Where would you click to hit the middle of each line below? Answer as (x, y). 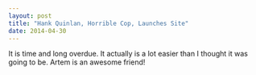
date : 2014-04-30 (37, 31)
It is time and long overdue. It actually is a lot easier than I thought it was (128, 54)
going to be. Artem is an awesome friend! (77, 62)
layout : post (30, 16)
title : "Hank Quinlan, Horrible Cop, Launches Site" (99, 23)
